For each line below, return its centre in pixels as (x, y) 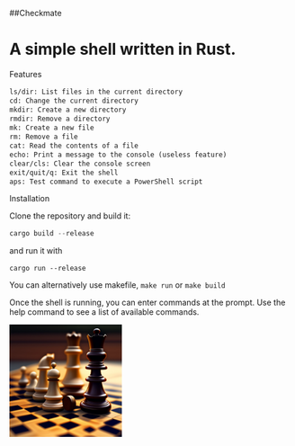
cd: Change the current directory (74, 101)
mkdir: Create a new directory (68, 110)
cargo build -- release (52, 233)
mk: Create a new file (52, 128)
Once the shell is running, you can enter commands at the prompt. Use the (147, 302)
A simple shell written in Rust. (123, 49)
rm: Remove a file (44, 137)
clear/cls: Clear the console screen (80, 164)
